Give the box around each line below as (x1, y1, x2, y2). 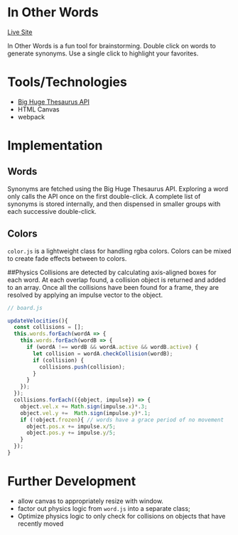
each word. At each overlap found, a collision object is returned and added (7, 275, 226, 284)
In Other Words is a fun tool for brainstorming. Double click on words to (7, 41, 217, 50)
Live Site (7, 28, 33, 36)
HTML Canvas (17, 104, 60, 114)
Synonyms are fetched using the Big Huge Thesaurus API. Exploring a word (7, 184, 229, 193)
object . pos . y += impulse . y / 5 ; (26, 429, 116, 437)
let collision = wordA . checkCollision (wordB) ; (33, 350, 173, 357)
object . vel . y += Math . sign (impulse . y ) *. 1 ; (20, 409, 151, 416)
